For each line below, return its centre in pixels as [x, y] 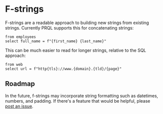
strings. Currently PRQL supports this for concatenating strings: [69, 28]
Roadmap [20, 84]
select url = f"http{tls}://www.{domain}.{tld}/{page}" [63, 69]
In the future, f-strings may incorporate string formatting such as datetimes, [82, 96]
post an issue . [19, 106]
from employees [21, 37]
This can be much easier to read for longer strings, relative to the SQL [76, 50]
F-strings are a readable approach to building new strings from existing [77, 23]
